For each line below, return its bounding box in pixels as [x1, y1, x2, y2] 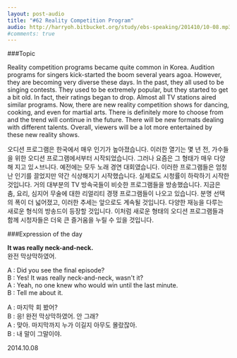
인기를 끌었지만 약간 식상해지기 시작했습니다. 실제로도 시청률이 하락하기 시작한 [14, 172, 230, 180]
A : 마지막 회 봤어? [7, 303, 58, 311]
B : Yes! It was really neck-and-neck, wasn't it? [7, 273, 143, 282]
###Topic [7, 49, 35, 58]
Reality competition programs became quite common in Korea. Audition [7, 63, 215, 71]
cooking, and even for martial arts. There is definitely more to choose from [7, 108, 224, 117]
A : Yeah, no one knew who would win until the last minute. [7, 281, 178, 290]
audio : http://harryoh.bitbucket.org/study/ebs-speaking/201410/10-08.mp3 [7, 23, 232, 30]
